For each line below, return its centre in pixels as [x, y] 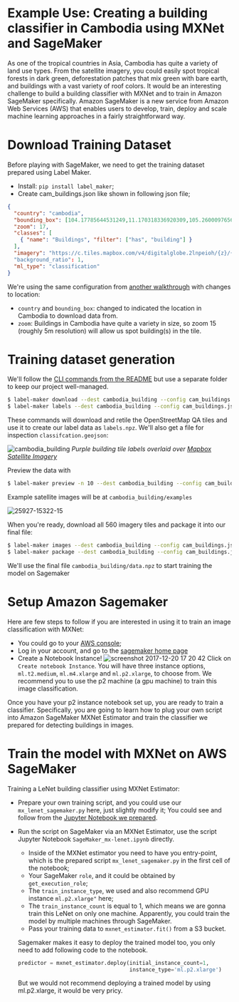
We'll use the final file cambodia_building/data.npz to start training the [110, 565]
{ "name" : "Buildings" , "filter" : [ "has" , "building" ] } [106, 240]
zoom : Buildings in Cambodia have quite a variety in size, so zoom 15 [117, 323]
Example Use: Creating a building [108, 13]
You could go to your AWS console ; [70, 643]
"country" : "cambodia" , [49, 213]
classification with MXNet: [46, 629]
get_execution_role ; [58, 883]
